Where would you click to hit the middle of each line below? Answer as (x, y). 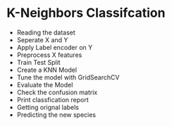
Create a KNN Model (47, 70)
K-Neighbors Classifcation (86, 13)
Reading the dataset (46, 32)
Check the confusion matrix (57, 92)
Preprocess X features (49, 55)
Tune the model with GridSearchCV (68, 77)
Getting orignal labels (48, 107)
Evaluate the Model (45, 84)
